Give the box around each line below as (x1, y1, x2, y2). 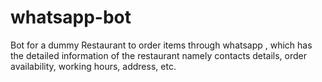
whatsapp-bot (10, 6, 132, 29)
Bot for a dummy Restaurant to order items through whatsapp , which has (10, 39, 313, 51)
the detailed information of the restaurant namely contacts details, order (10, 49, 308, 61)
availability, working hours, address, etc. (10, 60, 177, 72)
